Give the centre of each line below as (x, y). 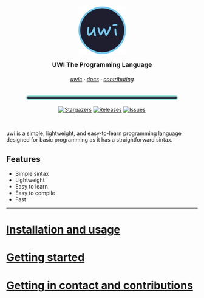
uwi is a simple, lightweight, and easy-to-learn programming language (94, 133)
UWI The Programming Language (102, 64)
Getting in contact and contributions (100, 285)
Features (23, 159)
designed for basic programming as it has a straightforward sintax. (90, 140)
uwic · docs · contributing (102, 79)
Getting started (46, 258)
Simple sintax (32, 173)
